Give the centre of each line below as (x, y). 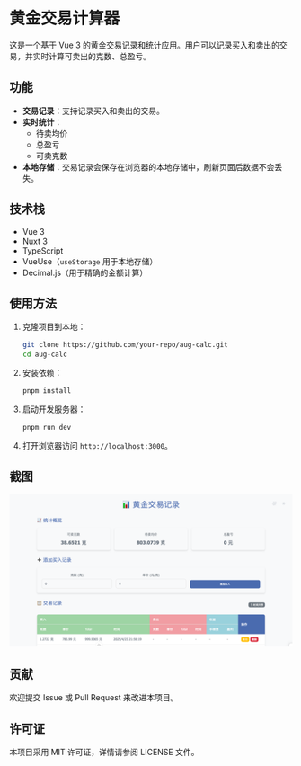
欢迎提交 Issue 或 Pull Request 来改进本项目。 (94, 698)
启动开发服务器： (54, 409)
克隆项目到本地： (54, 327)
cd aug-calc (44, 355)
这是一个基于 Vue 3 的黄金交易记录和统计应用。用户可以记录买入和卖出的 (145, 45)
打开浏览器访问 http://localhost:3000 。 (97, 445)
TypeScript (43, 250)
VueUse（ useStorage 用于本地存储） (90, 261)
